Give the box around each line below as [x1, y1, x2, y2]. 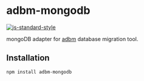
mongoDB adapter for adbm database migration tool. [6, 35, 139, 42]
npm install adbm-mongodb [6, 69, 72, 75]
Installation [6, 53, 50, 63]
